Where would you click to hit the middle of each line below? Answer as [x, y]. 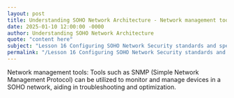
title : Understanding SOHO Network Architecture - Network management [112, 20]
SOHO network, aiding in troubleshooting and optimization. [92, 87]
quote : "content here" [40, 40]
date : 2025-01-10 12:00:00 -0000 [56, 26]
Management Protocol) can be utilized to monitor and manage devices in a [114, 79]
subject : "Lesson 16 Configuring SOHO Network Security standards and [112, 46]
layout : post [26, 14]
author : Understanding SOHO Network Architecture [81, 33]
